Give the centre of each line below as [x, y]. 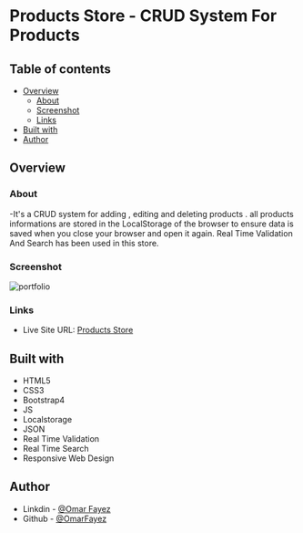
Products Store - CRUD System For [143, 16]
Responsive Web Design [68, 458]
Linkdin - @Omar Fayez [66, 508]
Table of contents [60, 69]
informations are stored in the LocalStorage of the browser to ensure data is [151, 224]
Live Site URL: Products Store [78, 330]
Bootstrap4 [44, 400]
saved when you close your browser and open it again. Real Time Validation [151, 233]
